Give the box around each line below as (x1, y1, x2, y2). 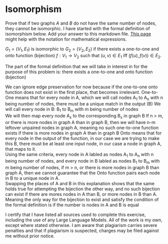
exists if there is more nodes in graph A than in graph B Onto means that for (5, 130, 162, 136)
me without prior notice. (5, 232, 55, 239)
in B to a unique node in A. (5, 175, 60, 181)
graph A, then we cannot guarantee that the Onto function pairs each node (5, 170, 160, 176)
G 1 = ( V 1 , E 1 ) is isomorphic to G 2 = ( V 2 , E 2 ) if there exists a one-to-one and (5, 46, 159, 53)
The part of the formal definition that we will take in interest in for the (5, 63, 148, 69)
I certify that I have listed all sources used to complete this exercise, (5, 211, 146, 217)
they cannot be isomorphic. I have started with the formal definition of (5, 25, 150, 31)
